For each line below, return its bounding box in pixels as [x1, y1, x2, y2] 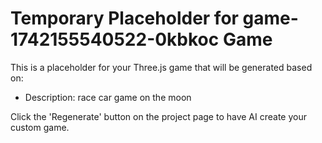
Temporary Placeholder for [10, 7, 239, 30]
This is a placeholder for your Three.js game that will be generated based [10, 61, 313, 73]
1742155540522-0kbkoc [10, 28, 220, 51]
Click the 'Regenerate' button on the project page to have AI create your [10, 110, 308, 122]
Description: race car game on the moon [24, 91, 192, 103]
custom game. [10, 121, 70, 133]
